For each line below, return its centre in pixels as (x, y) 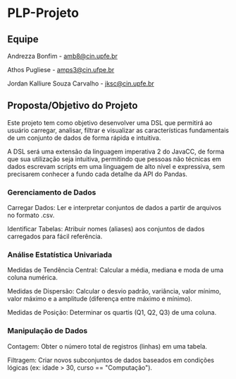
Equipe (23, 39)
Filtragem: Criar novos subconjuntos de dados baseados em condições (111, 360)
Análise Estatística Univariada (60, 255)
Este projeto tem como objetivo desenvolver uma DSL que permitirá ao (110, 122)
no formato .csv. (31, 215)
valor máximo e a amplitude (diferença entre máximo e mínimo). (100, 299)
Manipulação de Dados (48, 331)
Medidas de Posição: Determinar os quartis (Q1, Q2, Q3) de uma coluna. (112, 313)
